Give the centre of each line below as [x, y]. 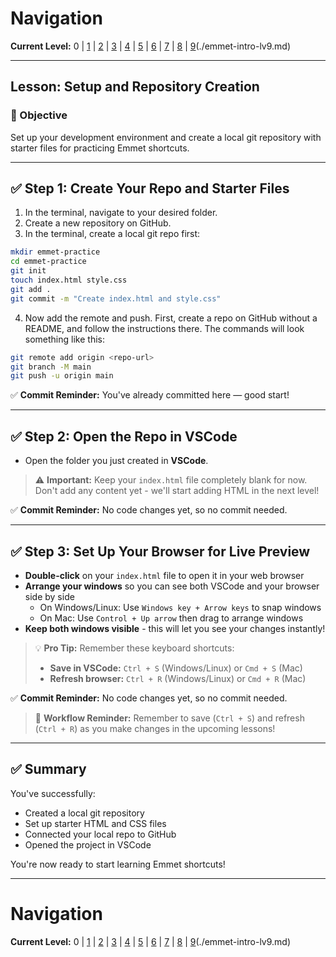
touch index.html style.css [69, 280]
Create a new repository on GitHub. [98, 223]
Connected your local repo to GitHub [100, 834]
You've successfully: [53, 793]
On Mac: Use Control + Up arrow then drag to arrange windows [171, 618]
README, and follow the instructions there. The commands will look [164, 328]
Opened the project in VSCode [88, 844]
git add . [31, 289]
